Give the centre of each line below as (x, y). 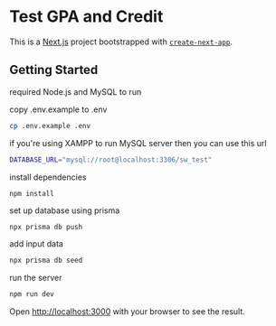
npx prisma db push (46, 227)
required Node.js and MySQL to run (76, 91)
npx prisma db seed (46, 261)
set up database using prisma (65, 210)
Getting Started (54, 70)
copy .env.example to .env (58, 109)
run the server (36, 278)
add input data (36, 244)
